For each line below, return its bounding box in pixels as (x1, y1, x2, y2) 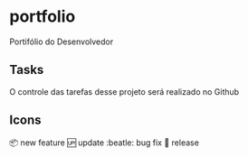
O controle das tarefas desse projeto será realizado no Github (9, 86, 240, 97)
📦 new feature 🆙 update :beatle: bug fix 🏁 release (9, 137, 199, 148)
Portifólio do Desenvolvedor (9, 36, 114, 47)
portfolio (9, 6, 76, 27)
